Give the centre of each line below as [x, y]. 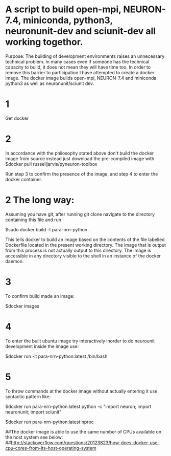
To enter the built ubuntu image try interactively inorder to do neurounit [80, 341]
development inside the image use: [42, 346]
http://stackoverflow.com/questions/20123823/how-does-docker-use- [85, 442]
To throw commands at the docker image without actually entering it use [81, 391]
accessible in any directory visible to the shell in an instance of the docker [83, 256]
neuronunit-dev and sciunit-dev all [81, 31]
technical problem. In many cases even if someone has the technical [77, 61]
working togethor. [44, 42]
